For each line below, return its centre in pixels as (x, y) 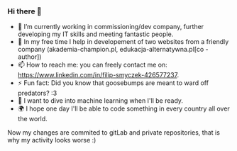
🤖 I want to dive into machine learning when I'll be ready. (100, 101)
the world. (32, 119)
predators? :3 (37, 93)
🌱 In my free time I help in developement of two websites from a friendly (123, 42)
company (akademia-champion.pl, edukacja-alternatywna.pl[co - (113, 50)
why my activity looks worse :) (52, 140)
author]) (29, 57)
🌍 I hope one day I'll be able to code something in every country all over (124, 108)
